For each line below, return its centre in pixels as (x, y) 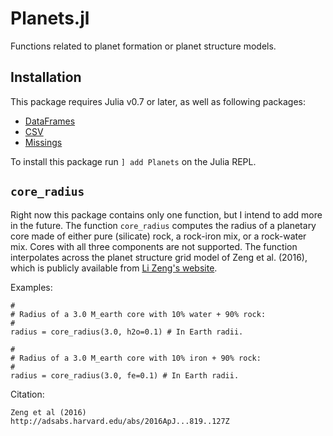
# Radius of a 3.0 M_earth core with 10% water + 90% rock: (138, 314)
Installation (46, 77)
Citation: (27, 394)
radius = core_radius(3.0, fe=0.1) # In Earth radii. (125, 375)
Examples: (31, 287)
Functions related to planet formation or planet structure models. (143, 46)
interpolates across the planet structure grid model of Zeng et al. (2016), (159, 257)
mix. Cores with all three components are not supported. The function (154, 246)
